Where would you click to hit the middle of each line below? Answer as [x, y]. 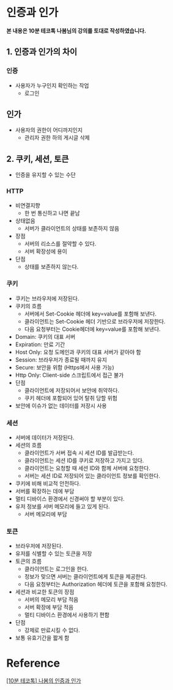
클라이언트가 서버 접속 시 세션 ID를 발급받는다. [79, 453]
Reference [33, 663]
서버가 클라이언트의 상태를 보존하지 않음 [72, 228]
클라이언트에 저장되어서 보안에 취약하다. [72, 390]
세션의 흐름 [28, 445]
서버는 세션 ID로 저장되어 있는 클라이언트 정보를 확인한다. [92, 476]
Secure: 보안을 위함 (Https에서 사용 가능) [64, 367]
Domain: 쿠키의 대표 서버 [45, 336]
